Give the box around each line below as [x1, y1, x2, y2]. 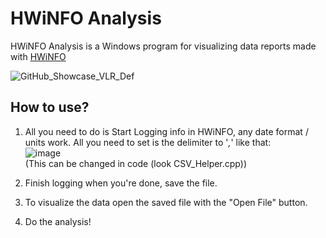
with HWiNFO [10, 50, 67, 62]
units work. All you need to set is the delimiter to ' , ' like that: [24, 136, 272, 148]
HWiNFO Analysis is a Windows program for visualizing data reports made [10, 40, 317, 52]
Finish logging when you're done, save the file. [24, 177, 218, 189]
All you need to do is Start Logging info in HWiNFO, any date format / [24, 125, 309, 137]
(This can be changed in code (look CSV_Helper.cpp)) [24, 157, 247, 169]
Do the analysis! [24, 215, 92, 227]
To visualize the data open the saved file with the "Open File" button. [24, 196, 308, 208]
